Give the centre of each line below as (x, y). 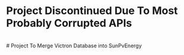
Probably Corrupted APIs (69, 23)
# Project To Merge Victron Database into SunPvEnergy (74, 46)
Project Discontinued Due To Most (92, 11)
